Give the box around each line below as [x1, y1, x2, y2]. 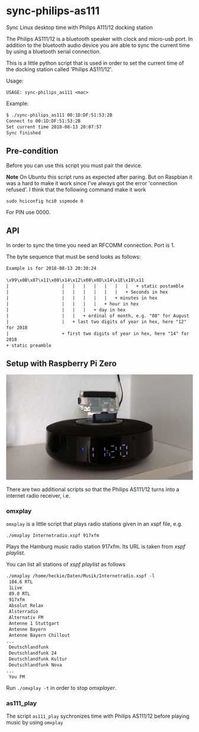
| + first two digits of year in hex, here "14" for [6, 331, 190, 337]
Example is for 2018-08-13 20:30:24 [6, 265, 97, 271]
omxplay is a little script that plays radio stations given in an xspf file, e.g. [6, 521, 182, 528]
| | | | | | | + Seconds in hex [6, 289, 168, 295]
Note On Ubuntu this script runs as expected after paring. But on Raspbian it [6, 173, 192, 180]
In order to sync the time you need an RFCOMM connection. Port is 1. [6, 242, 175, 249]
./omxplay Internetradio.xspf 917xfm [6, 533, 99, 538]
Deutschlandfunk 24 [8, 650, 57, 657]
